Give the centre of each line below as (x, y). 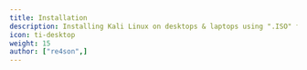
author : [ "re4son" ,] (49, 52)
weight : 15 (30, 43)
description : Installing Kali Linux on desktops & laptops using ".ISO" (151, 26)
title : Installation (49, 18)
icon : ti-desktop (42, 35)
